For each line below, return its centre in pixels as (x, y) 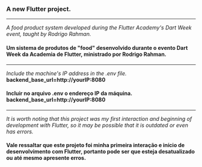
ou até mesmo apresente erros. (46, 158)
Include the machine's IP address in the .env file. (67, 73)
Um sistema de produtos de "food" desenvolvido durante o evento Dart (97, 47)
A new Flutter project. (38, 9)
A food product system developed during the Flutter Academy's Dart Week (99, 28)
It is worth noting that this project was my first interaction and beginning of (99, 118)
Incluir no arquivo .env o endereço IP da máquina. (69, 93)
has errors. (20, 132)
